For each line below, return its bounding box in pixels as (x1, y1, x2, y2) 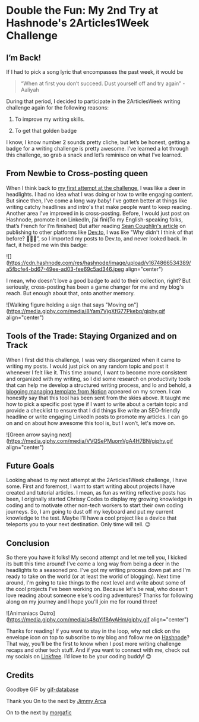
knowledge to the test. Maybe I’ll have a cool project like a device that (6, 514, 177, 521)
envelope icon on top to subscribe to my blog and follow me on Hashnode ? (6, 634, 190, 641)
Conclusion (6, 538, 50, 548)
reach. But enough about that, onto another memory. (6, 289, 135, 296)
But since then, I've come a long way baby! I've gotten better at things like (6, 197, 188, 204)
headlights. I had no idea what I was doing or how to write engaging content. (6, 190, 194, 198)
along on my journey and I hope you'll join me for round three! (6, 598, 157, 605)
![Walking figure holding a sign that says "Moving (6, 301, 127, 308)
